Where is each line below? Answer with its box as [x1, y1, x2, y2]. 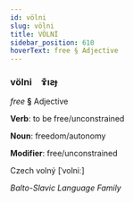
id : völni [10, 13, 47, 22]
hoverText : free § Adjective [10, 46, 119, 55]
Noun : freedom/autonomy [10, 130, 106, 141]
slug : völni [10, 21, 54, 30]
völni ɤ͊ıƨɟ [10, 76, 58, 88]
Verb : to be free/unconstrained [10, 114, 125, 124]
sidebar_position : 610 [10, 38, 95, 47]
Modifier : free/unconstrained [10, 148, 119, 159]
